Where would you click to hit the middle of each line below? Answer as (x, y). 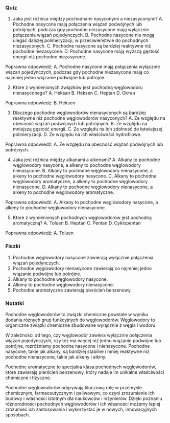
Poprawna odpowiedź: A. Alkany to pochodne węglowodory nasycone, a (82, 202)
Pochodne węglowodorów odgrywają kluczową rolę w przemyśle (74, 387)
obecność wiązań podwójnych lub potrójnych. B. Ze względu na (80, 124)
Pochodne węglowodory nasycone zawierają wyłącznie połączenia (83, 257)
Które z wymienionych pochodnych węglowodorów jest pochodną (82, 218)
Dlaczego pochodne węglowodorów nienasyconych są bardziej (79, 113)
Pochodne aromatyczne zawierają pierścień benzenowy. (72, 290)
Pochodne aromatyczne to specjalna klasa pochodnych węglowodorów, (81, 367)
